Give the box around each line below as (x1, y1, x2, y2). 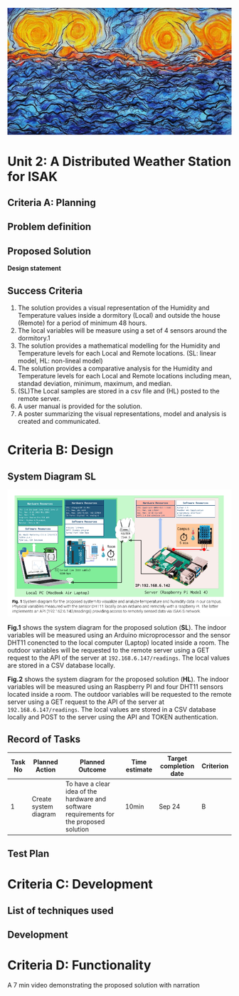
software (65, 802, 92, 811)
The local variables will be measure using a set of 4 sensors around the (17, 326, 228, 335)
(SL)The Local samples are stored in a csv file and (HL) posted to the (17, 387, 220, 395)
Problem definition (7, 221, 92, 233)
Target (166, 754, 187, 762)
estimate (125, 765, 153, 774)
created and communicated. (17, 417, 101, 426)
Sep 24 (159, 802, 181, 811)
